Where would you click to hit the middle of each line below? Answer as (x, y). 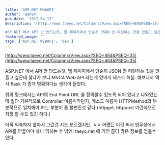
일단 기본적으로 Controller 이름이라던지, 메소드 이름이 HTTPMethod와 (81, 101)
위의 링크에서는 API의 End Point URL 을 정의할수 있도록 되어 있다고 (72, 95)
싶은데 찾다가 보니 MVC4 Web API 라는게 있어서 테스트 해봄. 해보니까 (84, 77)
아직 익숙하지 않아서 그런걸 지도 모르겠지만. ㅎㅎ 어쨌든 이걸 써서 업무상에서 (81, 125)
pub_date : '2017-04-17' (29, 19)
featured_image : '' (25, 37)
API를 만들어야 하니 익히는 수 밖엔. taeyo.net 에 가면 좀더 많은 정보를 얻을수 (81, 131)
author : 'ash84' (22, 14)
